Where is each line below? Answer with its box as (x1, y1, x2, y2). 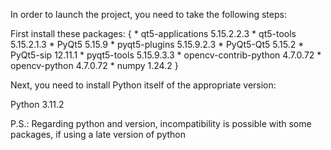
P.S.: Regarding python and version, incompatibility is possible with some (10, 118, 312, 129)
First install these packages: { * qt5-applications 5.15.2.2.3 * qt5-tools (10, 28, 297, 39)
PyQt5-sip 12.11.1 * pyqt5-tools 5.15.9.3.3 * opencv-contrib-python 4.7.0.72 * (10, 49, 322, 61)
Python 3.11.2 (10, 99, 65, 110)
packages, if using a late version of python (10, 129, 186, 140)
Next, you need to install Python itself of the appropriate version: (10, 79, 277, 91)
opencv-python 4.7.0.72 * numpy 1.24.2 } (10, 60, 179, 71)
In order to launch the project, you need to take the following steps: (10, 9, 287, 20)
